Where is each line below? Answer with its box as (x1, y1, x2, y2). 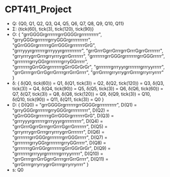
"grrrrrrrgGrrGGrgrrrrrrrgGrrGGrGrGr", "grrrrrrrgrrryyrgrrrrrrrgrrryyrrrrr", (12, 64, 165, 70)
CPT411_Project (5, 4, 72, 15)
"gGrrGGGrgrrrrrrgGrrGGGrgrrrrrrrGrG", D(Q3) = (12, 112, 114, 118)
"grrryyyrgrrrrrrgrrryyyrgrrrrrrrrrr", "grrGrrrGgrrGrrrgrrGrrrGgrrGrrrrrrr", (12, 47, 163, 54)
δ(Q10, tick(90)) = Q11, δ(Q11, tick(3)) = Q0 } (12, 96, 104, 103)
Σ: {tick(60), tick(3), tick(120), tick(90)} (12, 26, 94, 32)
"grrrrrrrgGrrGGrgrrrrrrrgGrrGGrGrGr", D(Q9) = (12, 145, 111, 151)
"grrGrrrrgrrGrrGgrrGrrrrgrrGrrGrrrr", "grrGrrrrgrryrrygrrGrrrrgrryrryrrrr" (12, 69, 164, 75)
